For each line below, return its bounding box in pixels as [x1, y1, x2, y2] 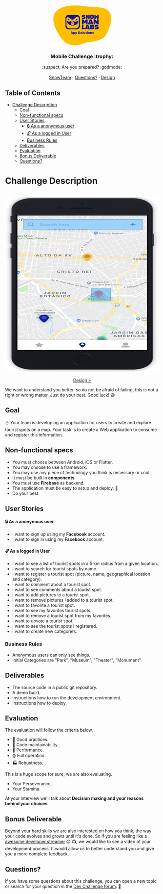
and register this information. [5, 432, 63, 437]
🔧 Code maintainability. [12, 742, 59, 748]
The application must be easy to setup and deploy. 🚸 [12, 485, 118, 491]
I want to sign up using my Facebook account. [12, 531, 106, 537]
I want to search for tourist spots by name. [12, 566, 98, 572]
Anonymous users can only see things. [12, 652, 91, 658]
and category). [12, 576, 42, 582]
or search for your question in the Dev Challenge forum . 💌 [5, 883, 122, 890]
